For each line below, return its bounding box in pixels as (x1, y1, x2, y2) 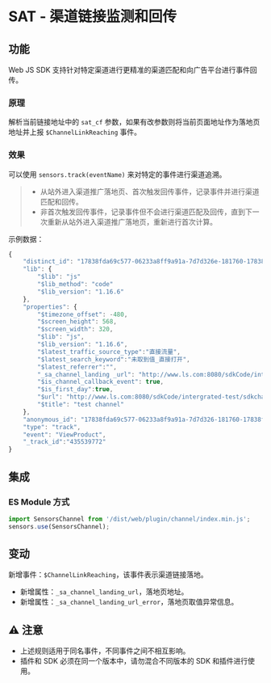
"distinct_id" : (23, 258, 74, 266)
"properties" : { (23, 302, 78, 311)
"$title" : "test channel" (37, 401, 125, 409)
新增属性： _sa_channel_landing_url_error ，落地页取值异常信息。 (19, 597, 239, 607)
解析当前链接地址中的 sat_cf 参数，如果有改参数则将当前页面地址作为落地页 (8, 117, 261, 127)
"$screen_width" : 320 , (37, 325, 114, 334)
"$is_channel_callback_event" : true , (37, 377, 164, 386)
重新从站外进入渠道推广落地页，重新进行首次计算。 (47, 217, 218, 226)
